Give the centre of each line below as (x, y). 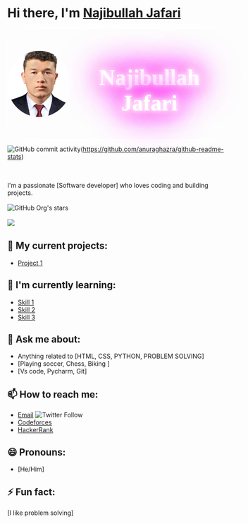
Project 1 (30, 263)
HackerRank (35, 430)
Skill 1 (26, 302)
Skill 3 (26, 317)
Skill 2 (26, 309)
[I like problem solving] (41, 513)
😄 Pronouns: (37, 452)
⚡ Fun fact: (31, 492)
